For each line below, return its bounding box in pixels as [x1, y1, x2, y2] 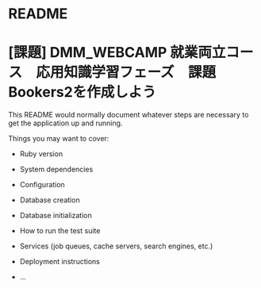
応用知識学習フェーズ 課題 [36, 63, 217, 82]
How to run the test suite [19, 226, 101, 236]
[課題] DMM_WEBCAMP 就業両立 [8, 44, 226, 62]
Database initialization [19, 211, 93, 221]
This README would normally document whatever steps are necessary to [8, 110, 249, 120]
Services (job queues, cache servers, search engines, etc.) [19, 241, 213, 251]
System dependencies [19, 164, 94, 175]
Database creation [19, 195, 81, 205]
